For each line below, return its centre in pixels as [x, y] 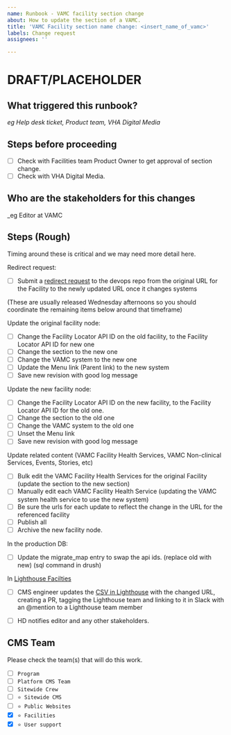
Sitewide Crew [37, 689]
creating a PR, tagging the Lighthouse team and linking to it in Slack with [120, 599]
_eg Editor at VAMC [35, 215]
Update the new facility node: [49, 389]
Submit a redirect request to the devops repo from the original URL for [117, 281]
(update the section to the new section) [74, 484]
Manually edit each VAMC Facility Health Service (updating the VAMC [117, 492]
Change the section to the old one [66, 418]
